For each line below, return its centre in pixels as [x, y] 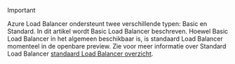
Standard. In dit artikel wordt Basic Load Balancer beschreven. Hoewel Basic [118, 31]
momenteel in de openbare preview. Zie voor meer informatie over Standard [117, 46]
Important [21, 10]
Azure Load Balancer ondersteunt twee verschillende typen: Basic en [107, 24]
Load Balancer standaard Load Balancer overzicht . [80, 53]
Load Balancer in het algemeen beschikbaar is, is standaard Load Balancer [115, 39]
